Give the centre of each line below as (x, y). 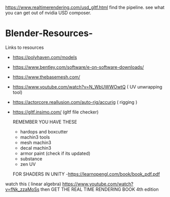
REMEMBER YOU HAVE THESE (45, 122)
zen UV (28, 164)
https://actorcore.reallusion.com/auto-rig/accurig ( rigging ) (75, 102)
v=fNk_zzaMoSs (22, 189)
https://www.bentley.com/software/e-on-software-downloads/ (78, 67)
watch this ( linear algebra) (33, 184)
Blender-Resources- (49, 33)
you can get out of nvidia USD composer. (48, 13)
